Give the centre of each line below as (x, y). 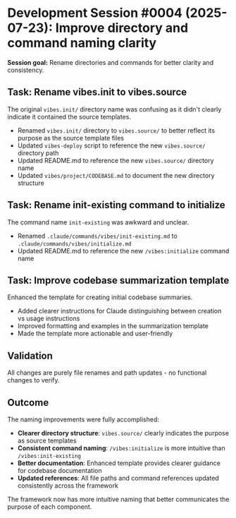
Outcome (28, 403)
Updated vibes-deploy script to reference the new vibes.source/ (111, 145)
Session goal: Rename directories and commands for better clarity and (110, 62)
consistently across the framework (68, 486)
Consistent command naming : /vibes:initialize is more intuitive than (121, 448)
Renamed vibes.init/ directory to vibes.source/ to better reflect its (116, 130)
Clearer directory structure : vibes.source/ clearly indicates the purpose (123, 433)
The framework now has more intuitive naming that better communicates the (119, 499)
